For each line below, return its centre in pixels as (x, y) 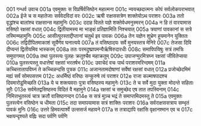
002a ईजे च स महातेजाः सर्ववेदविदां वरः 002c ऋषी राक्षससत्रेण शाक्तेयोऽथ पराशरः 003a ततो (95, 16)
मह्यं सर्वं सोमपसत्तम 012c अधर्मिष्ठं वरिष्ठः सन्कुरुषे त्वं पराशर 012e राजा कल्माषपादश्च (87, 76)
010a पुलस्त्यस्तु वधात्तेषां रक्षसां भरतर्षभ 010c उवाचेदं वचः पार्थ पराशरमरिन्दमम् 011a (86, 63)
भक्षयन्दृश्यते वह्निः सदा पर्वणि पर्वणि (37, 116)
